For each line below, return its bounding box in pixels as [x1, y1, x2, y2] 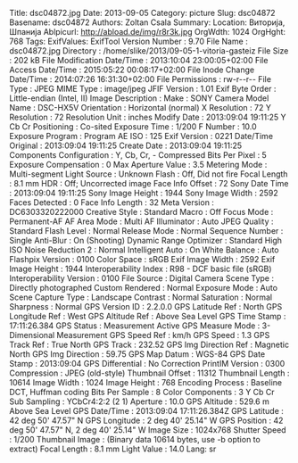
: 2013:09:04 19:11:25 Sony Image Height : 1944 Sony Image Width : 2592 [9, 187, 278, 198]
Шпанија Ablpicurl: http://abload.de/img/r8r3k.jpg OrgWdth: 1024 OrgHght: [9, 27, 286, 37]
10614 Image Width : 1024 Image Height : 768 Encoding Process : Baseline [9, 377, 283, 387]
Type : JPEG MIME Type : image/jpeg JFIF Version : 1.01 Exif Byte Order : [9, 84, 277, 94]
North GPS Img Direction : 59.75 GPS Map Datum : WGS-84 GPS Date [9, 349, 266, 360]
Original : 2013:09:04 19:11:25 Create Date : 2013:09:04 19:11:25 [9, 140, 243, 151]
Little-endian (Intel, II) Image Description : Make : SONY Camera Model [9, 93, 269, 103]
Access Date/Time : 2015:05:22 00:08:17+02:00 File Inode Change [9, 64, 255, 75]
